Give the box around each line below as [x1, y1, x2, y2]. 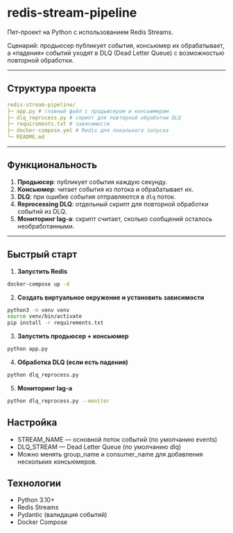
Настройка [7, 417, 58, 429]
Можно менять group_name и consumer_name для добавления [17, 450, 203, 458]
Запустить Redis [17, 267, 68, 275]
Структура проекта [7, 83, 96, 95]
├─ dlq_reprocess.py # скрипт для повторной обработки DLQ [7, 114, 182, 121]
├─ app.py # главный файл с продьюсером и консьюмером [7, 108, 169, 115]
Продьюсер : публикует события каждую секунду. [17, 177, 168, 186]
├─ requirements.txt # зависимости [7, 120, 110, 128]
